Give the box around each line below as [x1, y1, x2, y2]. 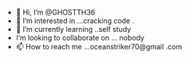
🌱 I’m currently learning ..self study [15, 25, 132, 33]
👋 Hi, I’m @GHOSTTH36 [15, 8, 96, 17]
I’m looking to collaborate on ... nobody [15, 33, 145, 42]
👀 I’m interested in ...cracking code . [15, 16, 135, 26]
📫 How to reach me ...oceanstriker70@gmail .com [15, 42, 182, 51]
